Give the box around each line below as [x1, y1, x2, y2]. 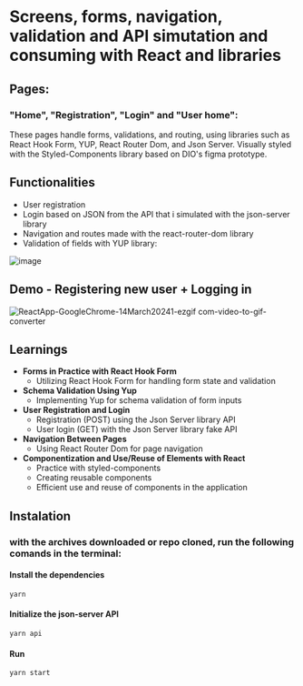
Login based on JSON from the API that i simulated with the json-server [22, 208, 290, 219]
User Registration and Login [22, 405, 131, 416]
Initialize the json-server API [9, 609, 120, 620]
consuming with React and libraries [9, 45, 282, 66]
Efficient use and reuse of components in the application [35, 482, 248, 493]
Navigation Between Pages [22, 434, 127, 445]
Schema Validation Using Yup [22, 385, 138, 397]
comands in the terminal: [9, 547, 122, 560]
